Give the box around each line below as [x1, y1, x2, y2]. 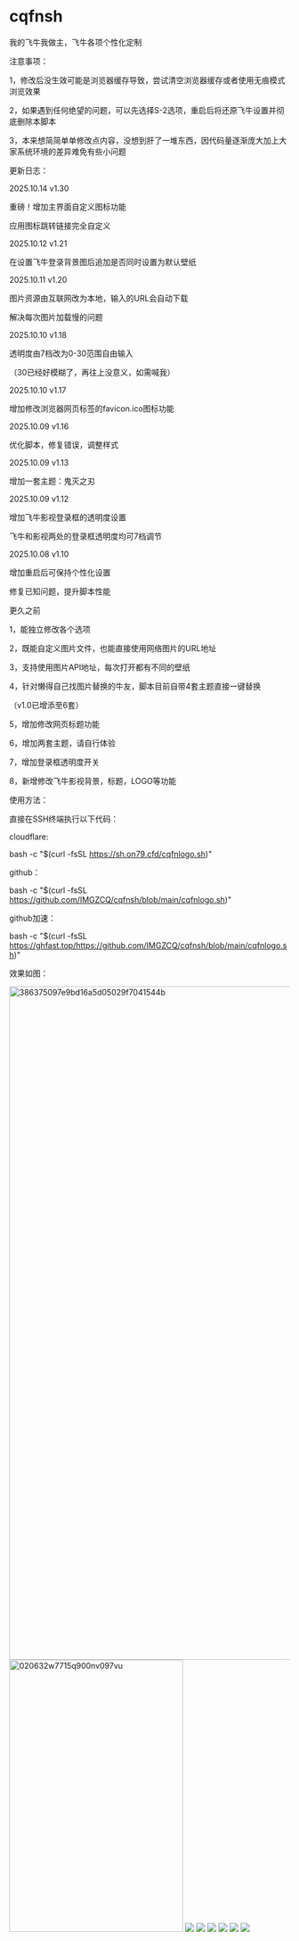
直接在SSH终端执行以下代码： [9, 814, 119, 824]
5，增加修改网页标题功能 [9, 718, 101, 729]
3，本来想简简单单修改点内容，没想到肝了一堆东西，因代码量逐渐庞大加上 [9, 135, 279, 145]
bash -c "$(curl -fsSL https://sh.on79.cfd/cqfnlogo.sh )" [9, 848, 213, 859]
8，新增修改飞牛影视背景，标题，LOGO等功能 [9, 775, 177, 786]
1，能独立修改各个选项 [9, 624, 91, 634]
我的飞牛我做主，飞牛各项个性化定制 [9, 37, 142, 47]
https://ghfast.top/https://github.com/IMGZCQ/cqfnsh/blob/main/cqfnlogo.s [9, 939, 287, 951]
